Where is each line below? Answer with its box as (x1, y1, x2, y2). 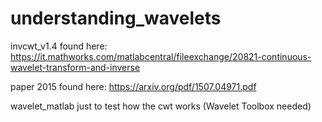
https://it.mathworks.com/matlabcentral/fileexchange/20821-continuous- (10, 50, 312, 62)
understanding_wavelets (10, 7, 222, 30)
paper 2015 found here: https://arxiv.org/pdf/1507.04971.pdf (10, 80, 257, 92)
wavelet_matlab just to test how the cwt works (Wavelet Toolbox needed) (10, 100, 312, 112)
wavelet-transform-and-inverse (10, 61, 141, 73)
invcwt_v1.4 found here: (10, 40, 108, 52)
